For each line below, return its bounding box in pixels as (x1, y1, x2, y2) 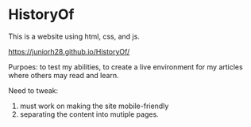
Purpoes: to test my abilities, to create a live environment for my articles (8, 62, 244, 72)
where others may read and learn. (8, 70, 119, 80)
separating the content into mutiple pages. (19, 109, 159, 119)
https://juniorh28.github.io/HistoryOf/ (8, 47, 130, 56)
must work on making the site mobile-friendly (19, 101, 169, 110)
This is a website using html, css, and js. (8, 32, 141, 41)
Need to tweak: (8, 85, 59, 95)
